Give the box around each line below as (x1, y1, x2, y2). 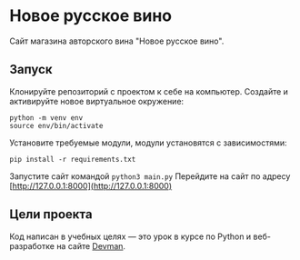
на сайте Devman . (55, 240, 125, 251)
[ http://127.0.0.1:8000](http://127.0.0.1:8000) (9, 180, 173, 191)
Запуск (9, 62, 53, 77)
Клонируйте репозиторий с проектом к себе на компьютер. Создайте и (9, 85, 289, 96)
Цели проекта (9, 206, 93, 223)
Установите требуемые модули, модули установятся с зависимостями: (9, 137, 288, 148)
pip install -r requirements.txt (9, 155, 136, 164)
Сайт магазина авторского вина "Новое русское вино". (9, 35, 225, 46)
